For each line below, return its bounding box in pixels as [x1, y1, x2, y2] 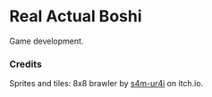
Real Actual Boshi [9, 6, 142, 27]
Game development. [9, 36, 84, 46]
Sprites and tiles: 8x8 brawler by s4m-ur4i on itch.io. [9, 78, 204, 89]
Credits [9, 58, 42, 70]
